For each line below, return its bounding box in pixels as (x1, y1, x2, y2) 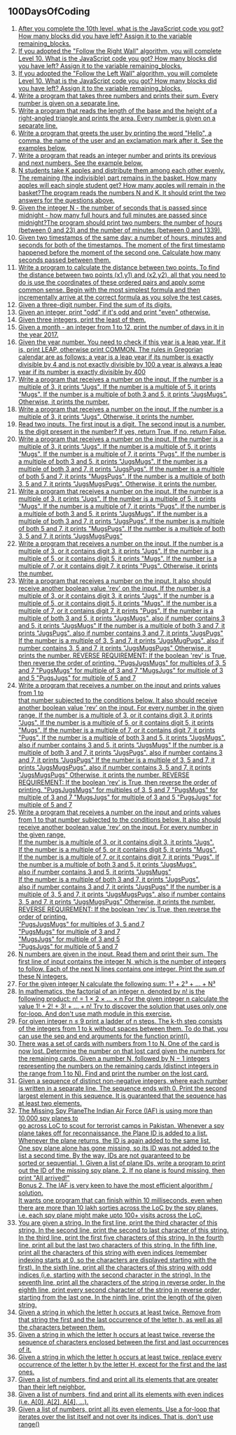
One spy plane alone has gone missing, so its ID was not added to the (18, 1144, 220, 1152)
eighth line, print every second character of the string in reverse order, (18, 1285, 221, 1294)
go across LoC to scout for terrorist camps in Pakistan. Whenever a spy (18, 1121, 225, 1129)
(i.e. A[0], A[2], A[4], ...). (18, 1397, 89, 1405)
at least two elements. (18, 1099, 83, 1107)
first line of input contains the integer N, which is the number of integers (18, 957, 227, 965)
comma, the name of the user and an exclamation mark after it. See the (18, 136, 223, 145)
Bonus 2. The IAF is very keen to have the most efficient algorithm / (18, 1181, 213, 1189)
